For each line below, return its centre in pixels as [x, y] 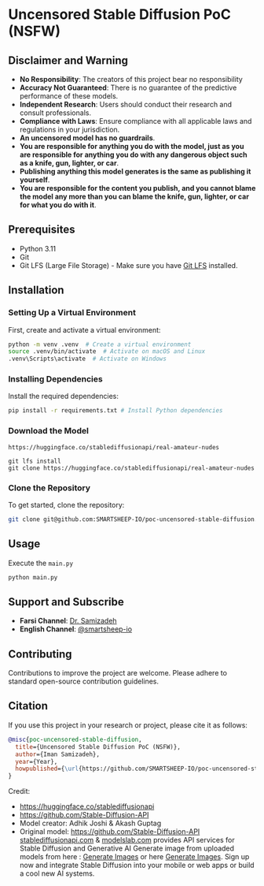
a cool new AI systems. [57, 873]
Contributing [40, 654]
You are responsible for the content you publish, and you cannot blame [137, 188]
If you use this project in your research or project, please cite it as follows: [128, 725]
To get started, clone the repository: [66, 504]
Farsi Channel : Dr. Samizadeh [68, 621]
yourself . [35, 180]
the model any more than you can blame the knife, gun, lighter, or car [134, 196]
